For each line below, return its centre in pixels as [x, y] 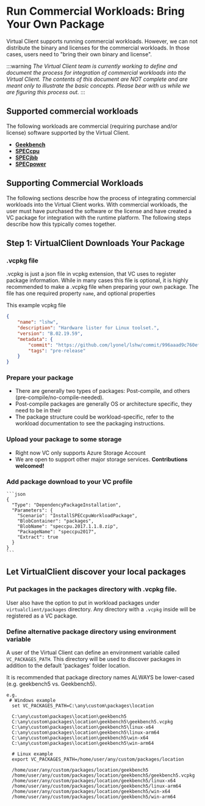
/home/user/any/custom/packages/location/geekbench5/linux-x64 [94, 781]
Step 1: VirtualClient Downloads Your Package [95, 243]
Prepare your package [40, 378]
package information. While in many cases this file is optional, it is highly [97, 280]
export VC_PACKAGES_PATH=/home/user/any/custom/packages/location [98, 759]
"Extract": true [38, 537]
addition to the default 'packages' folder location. [68, 666]
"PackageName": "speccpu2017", [57, 532]
